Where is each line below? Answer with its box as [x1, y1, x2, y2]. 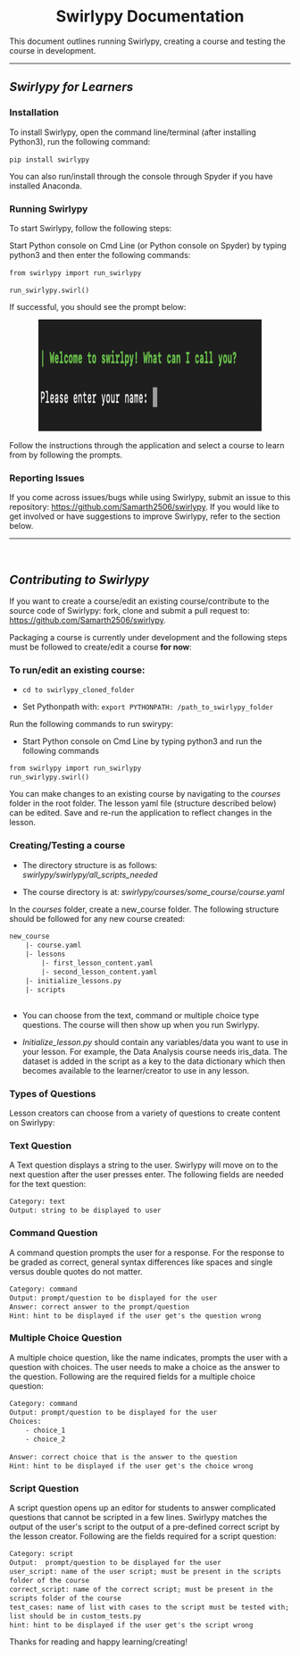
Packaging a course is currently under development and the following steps [9, 632, 287, 643]
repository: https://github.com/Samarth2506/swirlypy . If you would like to [9, 502, 279, 513]
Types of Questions [9, 1087, 96, 1100]
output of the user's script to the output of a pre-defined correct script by [9, 1521, 280, 1533]
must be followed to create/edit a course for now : [9, 641, 192, 653]
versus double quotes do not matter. [9, 1266, 143, 1276]
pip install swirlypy [9, 155, 90, 164]
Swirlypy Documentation [55, 6, 245, 27]
